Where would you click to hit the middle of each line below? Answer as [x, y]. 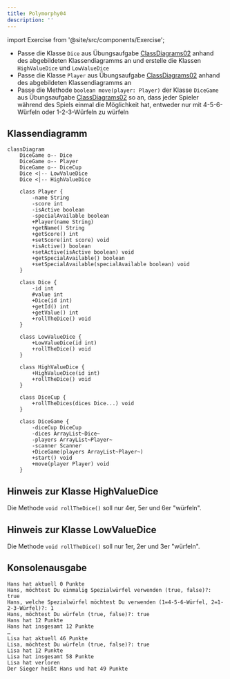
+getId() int [51, 307]
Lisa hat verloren [33, 662]
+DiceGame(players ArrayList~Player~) [88, 452]
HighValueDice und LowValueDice [63, 68]
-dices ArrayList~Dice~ [66, 434]
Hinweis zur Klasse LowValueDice [82, 530]
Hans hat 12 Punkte [35, 620]
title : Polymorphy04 [37, 13]
